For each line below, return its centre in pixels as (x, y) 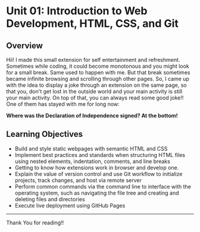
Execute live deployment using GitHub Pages (70, 205)
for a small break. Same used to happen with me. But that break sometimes (98, 72)
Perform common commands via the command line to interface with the (103, 186)
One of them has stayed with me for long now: (63, 104)
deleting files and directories (50, 199)
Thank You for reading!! (35, 222)
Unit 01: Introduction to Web (77, 11)
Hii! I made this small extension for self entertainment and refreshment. (93, 60)
